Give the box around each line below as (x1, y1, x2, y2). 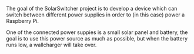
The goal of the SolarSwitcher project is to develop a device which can (6, 5, 178, 12)
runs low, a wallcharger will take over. (6, 41, 97, 48)
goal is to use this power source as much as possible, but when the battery (6, 35, 188, 42)
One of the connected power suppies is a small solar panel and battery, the (6, 29, 188, 36)
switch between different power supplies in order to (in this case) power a (6, 11, 185, 18)
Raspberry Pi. (6, 18, 39, 24)
